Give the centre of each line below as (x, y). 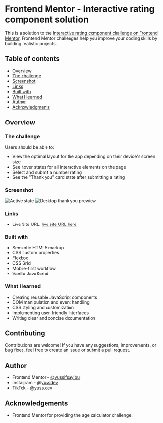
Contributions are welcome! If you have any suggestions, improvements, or (81, 345)
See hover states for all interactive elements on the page (69, 167)
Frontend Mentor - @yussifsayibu (46, 377)
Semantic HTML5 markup (38, 248)
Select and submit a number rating (47, 172)
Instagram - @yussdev (35, 383)
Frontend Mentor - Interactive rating (80, 9)
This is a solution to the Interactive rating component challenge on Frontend (81, 33)
